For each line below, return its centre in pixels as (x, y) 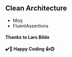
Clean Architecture (36, 8)
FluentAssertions (30, 26)
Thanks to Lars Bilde (27, 37)
